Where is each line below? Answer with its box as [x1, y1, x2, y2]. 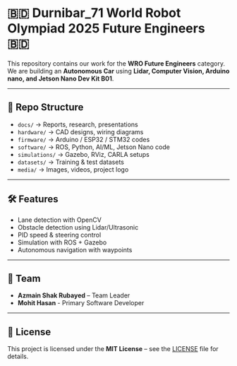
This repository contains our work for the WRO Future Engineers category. [7, 59, 226, 68]
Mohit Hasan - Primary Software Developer [17, 299, 145, 307]
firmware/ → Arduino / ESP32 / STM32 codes [17, 135, 150, 143]
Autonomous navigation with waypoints [17, 245, 133, 254]
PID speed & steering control [17, 230, 102, 239]
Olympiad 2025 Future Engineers [7, 20, 206, 37]
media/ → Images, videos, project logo [17, 165, 129, 174]
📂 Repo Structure [7, 101, 84, 114]
